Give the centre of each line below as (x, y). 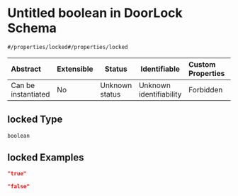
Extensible (75, 69)
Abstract (26, 69)
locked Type (35, 120)
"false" (19, 187)
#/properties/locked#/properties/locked (68, 47)
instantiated (30, 94)
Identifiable (160, 69)
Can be (23, 85)
